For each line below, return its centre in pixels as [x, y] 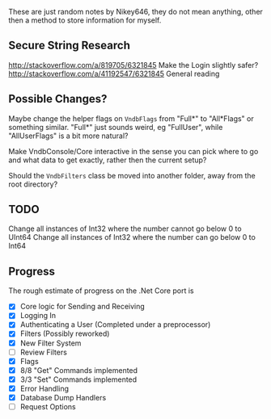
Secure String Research [70, 46]
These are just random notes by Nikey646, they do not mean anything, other [135, 12]
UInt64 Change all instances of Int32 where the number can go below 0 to [132, 237]
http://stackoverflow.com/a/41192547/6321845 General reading [114, 73]
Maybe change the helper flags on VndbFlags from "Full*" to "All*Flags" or [131, 118]
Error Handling [44, 388]
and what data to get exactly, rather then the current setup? [108, 160]
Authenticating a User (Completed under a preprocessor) [115, 325]
